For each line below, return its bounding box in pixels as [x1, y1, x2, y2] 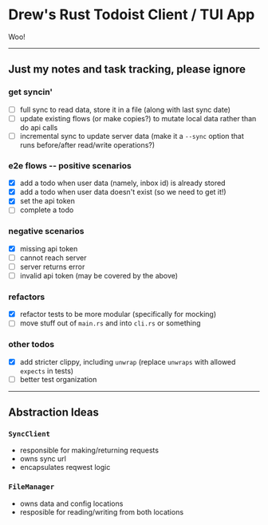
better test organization [19, 374, 97, 384]
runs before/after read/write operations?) [19, 140, 156, 149]
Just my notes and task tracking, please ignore [8, 62, 246, 77]
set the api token [19, 196, 76, 206]
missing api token [19, 243, 78, 253]
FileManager [8, 483, 55, 491]
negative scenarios [8, 226, 85, 237]
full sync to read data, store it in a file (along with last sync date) [19, 105, 231, 114]
